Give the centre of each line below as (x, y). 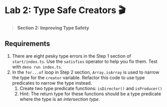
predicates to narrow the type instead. (52, 83)
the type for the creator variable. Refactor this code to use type (78, 78)
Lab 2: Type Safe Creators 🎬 (65, 10)
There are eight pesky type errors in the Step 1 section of (72, 56)
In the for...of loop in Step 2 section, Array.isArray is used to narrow (86, 72)
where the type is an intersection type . (60, 99)
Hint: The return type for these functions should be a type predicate (90, 94)
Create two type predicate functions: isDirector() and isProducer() (91, 88)
